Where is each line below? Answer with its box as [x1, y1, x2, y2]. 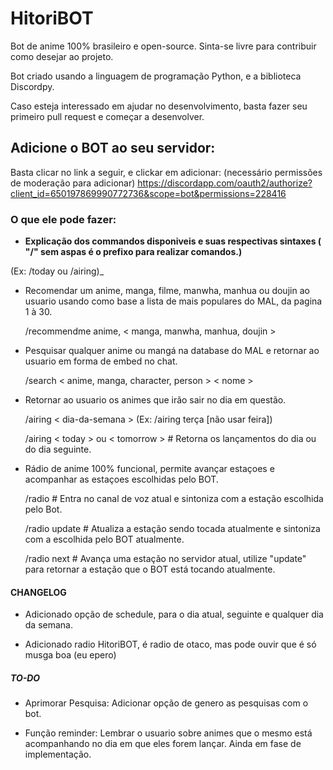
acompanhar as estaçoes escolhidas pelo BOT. [24, 473, 219, 486]
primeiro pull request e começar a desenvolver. [10, 110, 205, 122]
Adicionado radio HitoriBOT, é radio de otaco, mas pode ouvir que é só [24, 638, 317, 651]
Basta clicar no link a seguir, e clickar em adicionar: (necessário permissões [10, 166, 323, 178]
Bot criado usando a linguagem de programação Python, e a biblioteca [10, 70, 302, 82]
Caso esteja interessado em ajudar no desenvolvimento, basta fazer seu [10, 100, 308, 112]
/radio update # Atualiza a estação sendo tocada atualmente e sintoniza [24, 523, 321, 535]
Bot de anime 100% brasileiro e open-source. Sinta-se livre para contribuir [10, 40, 317, 52]
